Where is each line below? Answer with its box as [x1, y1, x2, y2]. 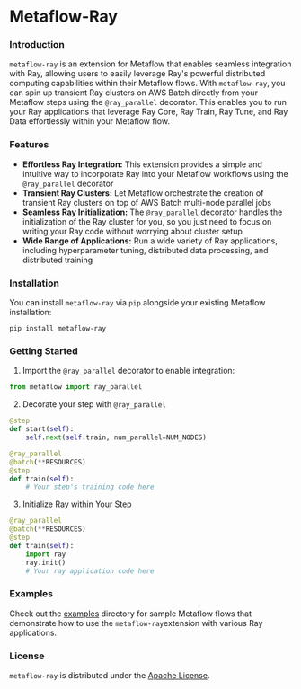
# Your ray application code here [25, 566, 155, 576]
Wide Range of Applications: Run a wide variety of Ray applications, [22, 235, 279, 246]
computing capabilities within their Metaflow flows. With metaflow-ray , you [9, 78, 286, 89]
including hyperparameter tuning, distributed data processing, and [22, 244, 269, 255]
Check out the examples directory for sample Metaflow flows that [9, 608, 252, 619]
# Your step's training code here [25, 482, 155, 491]
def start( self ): [9, 425, 75, 434]
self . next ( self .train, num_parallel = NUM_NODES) [25, 433, 207, 442]
